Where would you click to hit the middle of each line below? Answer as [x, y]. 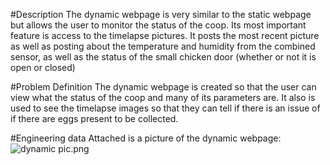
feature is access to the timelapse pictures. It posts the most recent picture [165, 35]
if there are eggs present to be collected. [94, 118]
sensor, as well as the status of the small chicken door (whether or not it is [163, 57]
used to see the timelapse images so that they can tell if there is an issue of [165, 108]
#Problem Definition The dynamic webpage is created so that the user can [163, 87]
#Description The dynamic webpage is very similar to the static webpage [161, 14]
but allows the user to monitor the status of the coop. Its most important [158, 25]
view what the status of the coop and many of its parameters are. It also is [163, 97]
